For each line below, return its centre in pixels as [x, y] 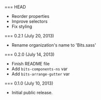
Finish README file [31, 64]
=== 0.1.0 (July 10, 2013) [29, 83]
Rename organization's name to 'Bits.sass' [54, 45]
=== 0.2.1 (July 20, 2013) [29, 36]
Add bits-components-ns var [40, 69]
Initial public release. [32, 93]
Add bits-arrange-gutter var [41, 74]
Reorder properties [30, 16]
